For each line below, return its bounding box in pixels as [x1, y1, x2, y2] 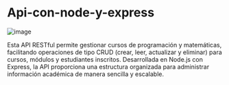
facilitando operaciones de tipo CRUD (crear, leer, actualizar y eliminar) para [7, 48, 223, 56]
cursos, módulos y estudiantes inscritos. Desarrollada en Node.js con [7, 55, 204, 63]
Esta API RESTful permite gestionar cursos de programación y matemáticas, [7, 40, 222, 49]
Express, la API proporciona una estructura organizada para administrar [7, 62, 210, 71]
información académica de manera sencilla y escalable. [7, 70, 165, 78]
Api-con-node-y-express [7, 5, 155, 21]
